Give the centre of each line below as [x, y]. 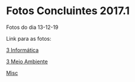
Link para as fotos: [29, 38]
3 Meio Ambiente [27, 61]
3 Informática [22, 50]
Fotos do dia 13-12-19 [32, 27]
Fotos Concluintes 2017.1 [68, 11]
